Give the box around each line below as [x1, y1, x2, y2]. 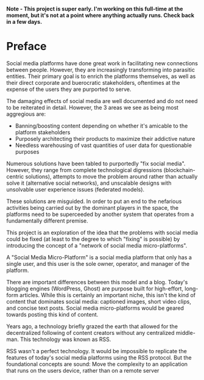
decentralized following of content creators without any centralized [6, 329, 175, 336]
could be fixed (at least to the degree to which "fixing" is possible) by [6, 235, 180, 243]
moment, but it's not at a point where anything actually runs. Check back [6, 12, 195, 19]
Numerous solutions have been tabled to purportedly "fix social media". [6, 160, 186, 167]
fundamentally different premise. [6, 217, 88, 224]
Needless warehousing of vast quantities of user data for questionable [15, 142, 192, 149]
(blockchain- [163, 166, 196, 173]
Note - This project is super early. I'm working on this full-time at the [6, 5, 183, 12]
